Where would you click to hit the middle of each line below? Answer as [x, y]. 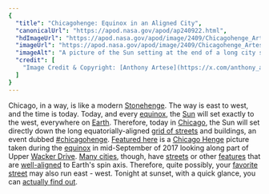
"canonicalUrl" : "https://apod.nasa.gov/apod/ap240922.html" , [121, 30]
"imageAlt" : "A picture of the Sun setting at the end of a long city [136, 53]
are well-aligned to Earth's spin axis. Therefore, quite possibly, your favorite [133, 164]
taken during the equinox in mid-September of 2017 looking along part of [128, 148]
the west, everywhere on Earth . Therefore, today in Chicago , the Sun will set [134, 122]
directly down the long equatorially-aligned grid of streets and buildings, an [132, 131]
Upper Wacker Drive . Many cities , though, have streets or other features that [134, 156]
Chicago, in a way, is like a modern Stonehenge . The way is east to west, [128, 105]
